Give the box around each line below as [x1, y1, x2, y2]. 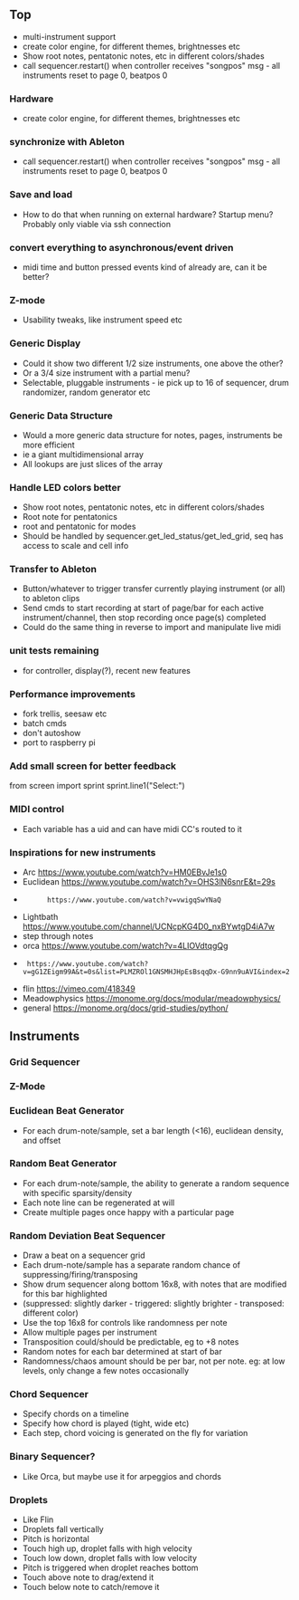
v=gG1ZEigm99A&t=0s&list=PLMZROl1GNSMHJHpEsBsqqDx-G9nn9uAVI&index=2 [22, 967, 291, 976]
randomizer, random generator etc [22, 387, 151, 398]
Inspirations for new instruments [9, 846, 156, 858]
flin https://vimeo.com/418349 [22, 982, 135, 994]
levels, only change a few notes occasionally [22, 1365, 190, 1376]
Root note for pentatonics [22, 512, 117, 522]
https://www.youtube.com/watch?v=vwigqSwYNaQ [46, 896, 221, 905]
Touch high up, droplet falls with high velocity [22, 1543, 192, 1554]
